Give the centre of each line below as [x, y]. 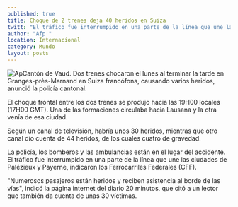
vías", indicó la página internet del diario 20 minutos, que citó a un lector [113, 188]
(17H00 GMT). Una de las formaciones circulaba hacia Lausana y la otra [112, 110]
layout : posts [28, 54]
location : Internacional [44, 40]
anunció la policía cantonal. [47, 88]
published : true [31, 14]
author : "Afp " [30, 34]
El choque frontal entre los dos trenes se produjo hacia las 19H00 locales [114, 102]
